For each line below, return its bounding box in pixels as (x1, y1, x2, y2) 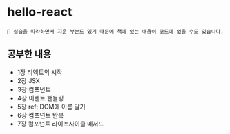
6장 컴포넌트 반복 (17, 111, 64, 119)
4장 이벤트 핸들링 (17, 93, 64, 102)
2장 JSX (17, 76, 40, 85)
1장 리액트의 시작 (17, 68, 63, 76)
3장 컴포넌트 (17, 85, 51, 93)
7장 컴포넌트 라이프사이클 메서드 (17, 120, 104, 128)
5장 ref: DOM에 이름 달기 (17, 102, 86, 111)
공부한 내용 (7, 49, 52, 60)
